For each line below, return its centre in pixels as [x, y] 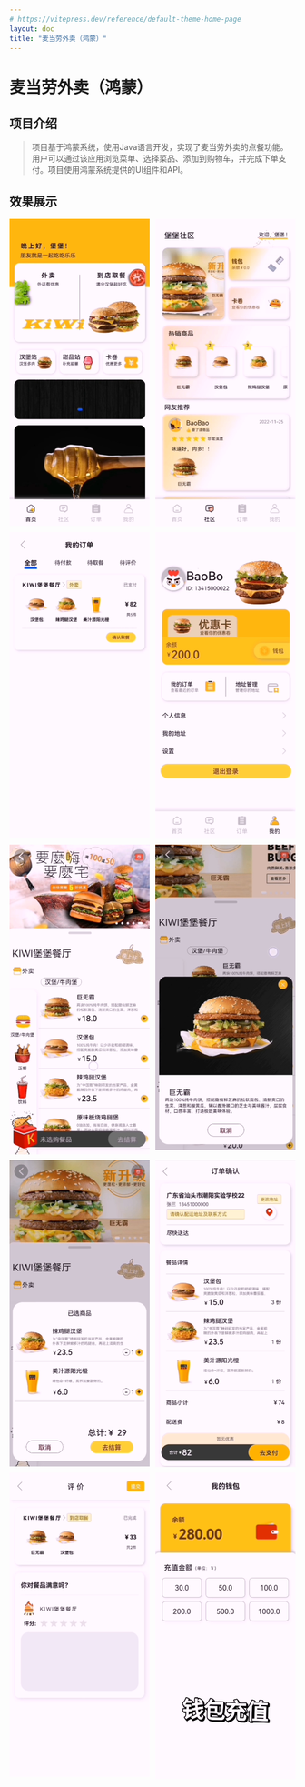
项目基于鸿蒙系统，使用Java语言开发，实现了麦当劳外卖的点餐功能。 [160, 147]
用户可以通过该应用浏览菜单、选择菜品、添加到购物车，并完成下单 [155, 158]
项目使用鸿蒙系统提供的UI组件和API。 [118, 170]
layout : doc [32, 29]
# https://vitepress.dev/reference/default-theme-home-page [126, 19]
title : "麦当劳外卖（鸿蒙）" [58, 38]
